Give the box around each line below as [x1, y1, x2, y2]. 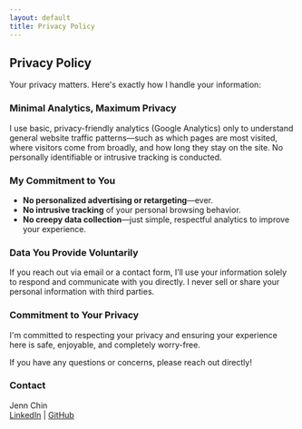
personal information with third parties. [9, 287, 155, 297]
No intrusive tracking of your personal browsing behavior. [22, 204, 242, 215]
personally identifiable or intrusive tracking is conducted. [9, 151, 222, 162]
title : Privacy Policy [9, 22, 95, 31]
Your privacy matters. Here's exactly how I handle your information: [9, 79, 261, 91]
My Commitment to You [9, 174, 116, 187]
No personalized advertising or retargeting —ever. [22, 194, 214, 205]
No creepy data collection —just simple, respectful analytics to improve [22, 214, 290, 225]
